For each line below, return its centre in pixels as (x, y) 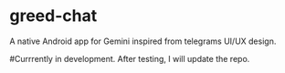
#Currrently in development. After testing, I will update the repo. (130, 58)
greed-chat (53, 16)
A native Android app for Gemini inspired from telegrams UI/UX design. (143, 41)
